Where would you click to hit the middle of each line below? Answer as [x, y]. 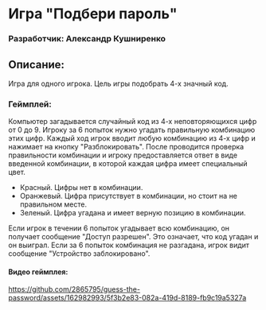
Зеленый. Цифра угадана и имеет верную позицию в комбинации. [133, 213]
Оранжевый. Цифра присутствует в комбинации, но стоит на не [128, 196]
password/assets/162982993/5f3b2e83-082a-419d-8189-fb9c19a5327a [127, 298]
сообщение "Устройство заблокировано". [79, 254]
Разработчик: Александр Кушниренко [87, 39]
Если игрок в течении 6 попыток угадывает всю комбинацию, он [119, 228]
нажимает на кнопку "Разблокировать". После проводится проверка [126, 147]
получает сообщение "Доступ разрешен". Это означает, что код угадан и [133, 237]
